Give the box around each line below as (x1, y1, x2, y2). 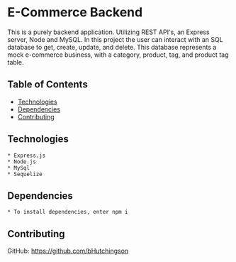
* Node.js (7, 158, 37, 165)
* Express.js (7, 152, 46, 159)
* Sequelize (7, 170, 43, 178)
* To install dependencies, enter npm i (7, 209, 129, 216)
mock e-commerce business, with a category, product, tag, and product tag (7, 50, 229, 59)
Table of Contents (7, 79, 89, 91)
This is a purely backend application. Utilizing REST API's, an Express (7, 28, 210, 36)
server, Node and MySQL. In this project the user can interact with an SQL (7, 35, 223, 43)
